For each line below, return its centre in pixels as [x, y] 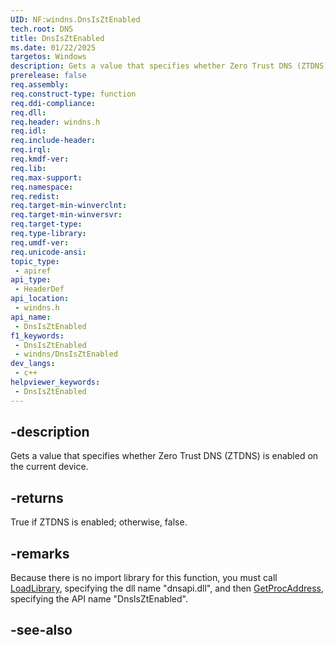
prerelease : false [48, 76]
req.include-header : [53, 141]
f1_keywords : [37, 336]
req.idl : [28, 131]
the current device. [49, 467]
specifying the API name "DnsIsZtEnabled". [99, 599]
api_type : [31, 280]
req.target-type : [46, 224]
